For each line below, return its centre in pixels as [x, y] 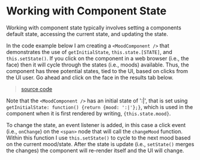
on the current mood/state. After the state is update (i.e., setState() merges [100, 144]
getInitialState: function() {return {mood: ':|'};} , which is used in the [100, 107]
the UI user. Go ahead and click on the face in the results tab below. [90, 77]
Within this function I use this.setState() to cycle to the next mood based [98, 138]
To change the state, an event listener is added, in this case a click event [96, 125]
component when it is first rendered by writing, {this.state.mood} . [89, 113]
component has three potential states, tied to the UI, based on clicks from [97, 71]
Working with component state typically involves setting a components [94, 28]
